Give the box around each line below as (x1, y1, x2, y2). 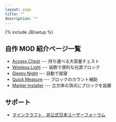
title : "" (5, 12, 25, 16)
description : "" (5, 16, 38, 21)
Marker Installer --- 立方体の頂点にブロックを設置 (12, 83, 112, 89)
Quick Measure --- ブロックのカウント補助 (12, 76, 98, 82)
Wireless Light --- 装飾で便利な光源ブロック (12, 64, 100, 70)
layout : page (5, 7, 32, 12)
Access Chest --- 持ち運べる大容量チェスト (12, 59, 99, 64)
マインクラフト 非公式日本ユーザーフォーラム (12, 112, 106, 118)
